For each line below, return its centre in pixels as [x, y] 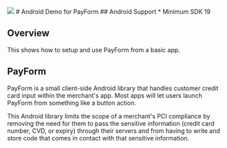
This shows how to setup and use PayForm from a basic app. [94, 50]
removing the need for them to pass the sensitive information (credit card [111, 123]
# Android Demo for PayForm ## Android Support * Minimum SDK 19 [113, 12]
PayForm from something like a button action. [72, 103]
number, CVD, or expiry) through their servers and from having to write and [113, 131]
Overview [29, 33]
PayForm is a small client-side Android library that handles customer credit [113, 88]
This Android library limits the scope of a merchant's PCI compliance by [109, 116]
